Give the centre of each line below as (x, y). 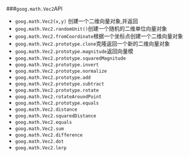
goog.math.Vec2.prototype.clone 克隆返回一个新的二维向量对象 (92, 44)
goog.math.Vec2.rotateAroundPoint (58, 97)
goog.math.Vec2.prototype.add (53, 78)
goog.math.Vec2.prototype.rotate (57, 90)
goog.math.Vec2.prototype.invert (57, 65)
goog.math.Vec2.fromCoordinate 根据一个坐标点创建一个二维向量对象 (99, 36)
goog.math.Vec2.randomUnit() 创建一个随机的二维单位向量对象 (91, 29)
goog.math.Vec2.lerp (41, 148)
